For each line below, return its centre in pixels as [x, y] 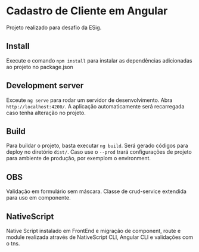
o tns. [13, 243]
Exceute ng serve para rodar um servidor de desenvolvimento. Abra [89, 100]
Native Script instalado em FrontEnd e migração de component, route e [94, 231]
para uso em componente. [38, 198]
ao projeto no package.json [40, 67]
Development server [45, 85]
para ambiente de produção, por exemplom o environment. [78, 158]
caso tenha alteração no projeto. [46, 113]
